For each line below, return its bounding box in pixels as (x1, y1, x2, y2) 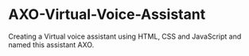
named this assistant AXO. (8, 39, 95, 49)
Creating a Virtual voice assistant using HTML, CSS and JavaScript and (8, 32, 242, 41)
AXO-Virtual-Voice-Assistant (8, 6, 206, 24)
